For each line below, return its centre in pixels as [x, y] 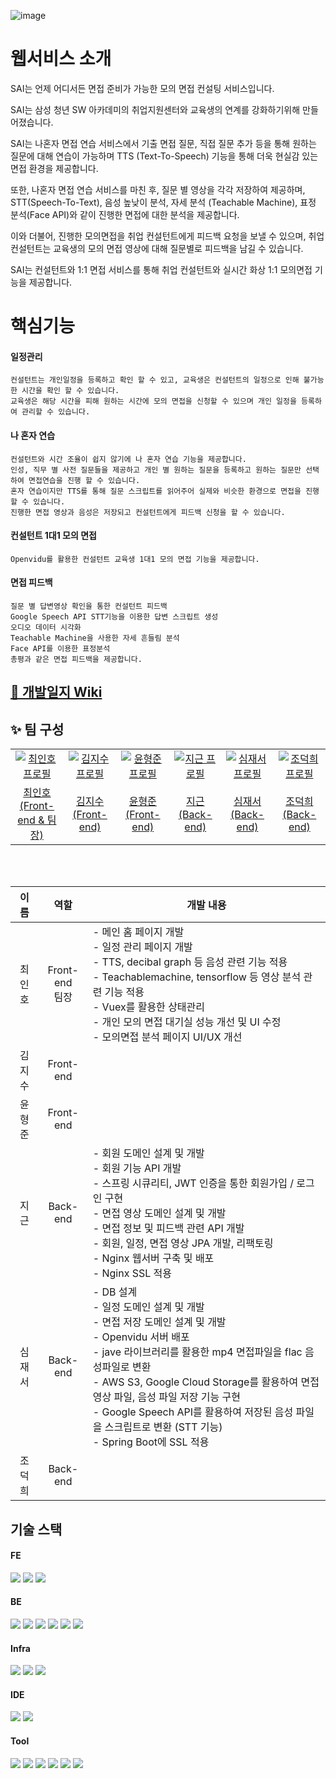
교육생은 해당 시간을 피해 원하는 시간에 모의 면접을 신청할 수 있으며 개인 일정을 [153, 401]
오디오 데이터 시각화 [46, 627]
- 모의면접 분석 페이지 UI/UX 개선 [167, 1037]
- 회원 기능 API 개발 [137, 1168]
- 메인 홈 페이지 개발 [138, 932]
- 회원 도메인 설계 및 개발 [148, 1153]
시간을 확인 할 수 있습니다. [70, 391]
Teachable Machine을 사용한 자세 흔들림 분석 [95, 638]
